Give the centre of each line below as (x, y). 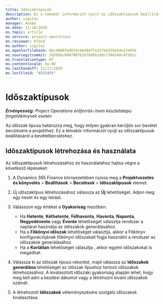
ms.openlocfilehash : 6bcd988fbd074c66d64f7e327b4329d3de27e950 (71, 50)
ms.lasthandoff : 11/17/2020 (34, 69)
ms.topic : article (24, 32)
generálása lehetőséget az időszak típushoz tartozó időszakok (76, 267)
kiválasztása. (26, 297)
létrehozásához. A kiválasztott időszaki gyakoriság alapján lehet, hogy (83, 272)
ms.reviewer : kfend (25, 41)
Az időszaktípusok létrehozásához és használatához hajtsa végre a (73, 163)
